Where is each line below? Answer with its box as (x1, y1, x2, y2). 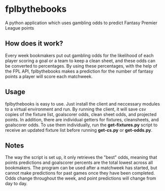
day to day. (5, 181, 28, 187)
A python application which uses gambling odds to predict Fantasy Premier (5, 20, 158, 26)
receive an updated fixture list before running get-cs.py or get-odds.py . (5, 127, 153, 133)
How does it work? (5, 39, 64, 48)
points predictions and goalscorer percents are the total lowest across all (5, 159, 153, 166)
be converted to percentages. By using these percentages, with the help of (5, 63, 158, 69)
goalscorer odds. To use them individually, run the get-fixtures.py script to (5, 122, 158, 128)
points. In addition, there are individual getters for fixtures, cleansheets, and (5, 116, 159, 122)
